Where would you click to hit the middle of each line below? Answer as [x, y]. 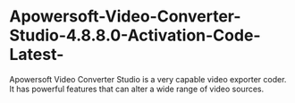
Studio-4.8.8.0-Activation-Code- [135, 35]
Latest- [37, 55]
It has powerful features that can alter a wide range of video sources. [137, 89]
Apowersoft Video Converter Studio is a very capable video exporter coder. [148, 79]
